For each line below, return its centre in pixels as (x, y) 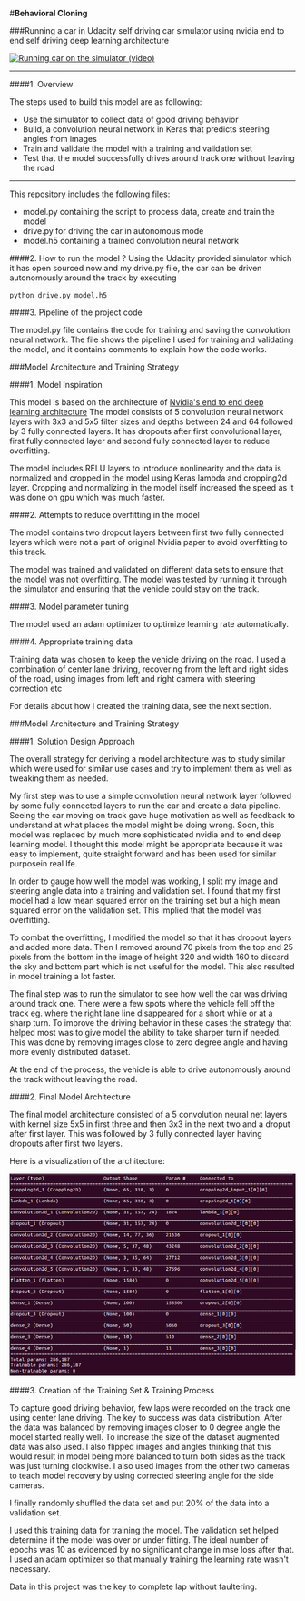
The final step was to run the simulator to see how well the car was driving (148, 994)
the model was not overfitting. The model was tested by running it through (148, 579)
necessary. (30, 1569)
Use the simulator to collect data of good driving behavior (130, 119)
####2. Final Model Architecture (70, 1097)
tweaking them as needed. (59, 778)
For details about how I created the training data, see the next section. (140, 706)
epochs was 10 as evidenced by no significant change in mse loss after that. (152, 1550)
